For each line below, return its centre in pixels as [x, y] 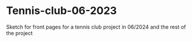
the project [20, 33]
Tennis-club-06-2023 [62, 11]
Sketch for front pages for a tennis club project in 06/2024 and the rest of [96, 27]
